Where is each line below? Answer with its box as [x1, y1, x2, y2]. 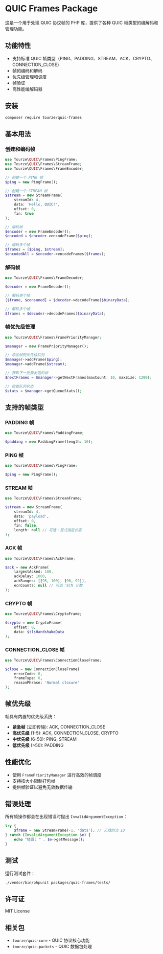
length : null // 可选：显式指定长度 [14, 527, 82, 532]
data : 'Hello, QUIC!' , [14, 202, 60, 207]
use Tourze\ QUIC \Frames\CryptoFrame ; [5, 612, 82, 616]
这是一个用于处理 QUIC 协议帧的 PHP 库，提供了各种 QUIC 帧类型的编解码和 [5, 20, 159, 25]
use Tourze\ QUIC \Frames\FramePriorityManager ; [5, 335, 102, 340]
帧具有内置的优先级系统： [5, 713, 57, 719]
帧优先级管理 [5, 323, 36, 330]
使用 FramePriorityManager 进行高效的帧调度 [12, 772, 102, 778]
